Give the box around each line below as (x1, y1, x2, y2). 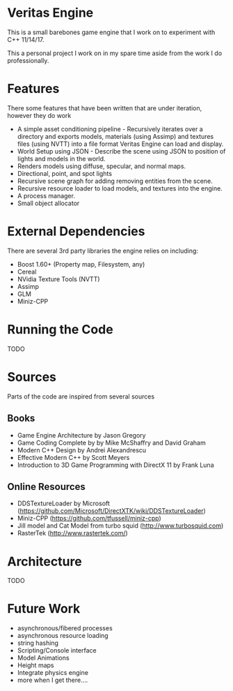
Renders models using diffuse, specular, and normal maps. (17, 162, 186, 170)
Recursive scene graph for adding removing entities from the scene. (17, 177, 214, 185)
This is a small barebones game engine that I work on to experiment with (7, 28, 216, 36)
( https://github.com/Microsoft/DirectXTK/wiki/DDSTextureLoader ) (17, 507, 207, 515)
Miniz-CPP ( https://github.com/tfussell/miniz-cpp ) (17, 514, 161, 523)
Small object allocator (17, 199, 80, 207)
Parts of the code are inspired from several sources (7, 392, 155, 401)
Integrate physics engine (17, 669, 89, 677)
